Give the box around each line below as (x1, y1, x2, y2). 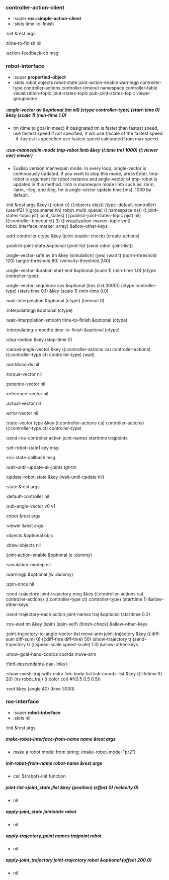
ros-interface (6, 698, 39, 705)
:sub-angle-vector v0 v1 (6, 503, 56, 509)
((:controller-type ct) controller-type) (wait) (6, 351, 95, 358)
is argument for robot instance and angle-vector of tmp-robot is (25, 175, 157, 182)
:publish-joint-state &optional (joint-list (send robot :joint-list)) (6, 242, 133, 248)
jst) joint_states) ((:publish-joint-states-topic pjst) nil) (32, 212, 141, 218)
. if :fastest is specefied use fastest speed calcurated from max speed (13, 135, 158, 142)
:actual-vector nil (6, 400, 41, 406)
